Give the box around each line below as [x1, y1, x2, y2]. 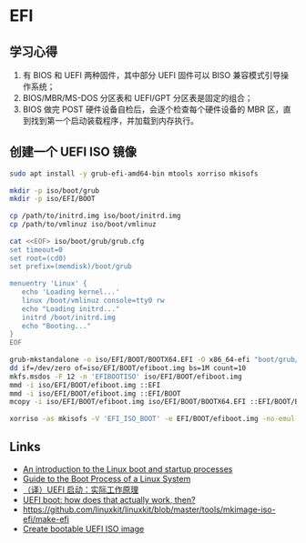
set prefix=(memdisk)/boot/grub [9, 262, 132, 271]
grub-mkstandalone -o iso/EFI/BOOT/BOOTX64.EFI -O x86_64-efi [9, 356, 250, 365]
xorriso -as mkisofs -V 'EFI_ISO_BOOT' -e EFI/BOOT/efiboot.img [9, 415, 259, 424]
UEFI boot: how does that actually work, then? [22, 494, 196, 505]
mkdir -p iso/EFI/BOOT [9, 195, 96, 204]
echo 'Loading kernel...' [21, 287, 120, 297]
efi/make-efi [22, 513, 70, 524]
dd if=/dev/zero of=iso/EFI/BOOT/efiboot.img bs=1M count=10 [9, 363, 247, 373]
